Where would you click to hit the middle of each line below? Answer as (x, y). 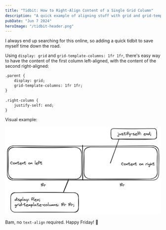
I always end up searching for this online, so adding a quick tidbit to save (79, 41)
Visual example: (21, 120)
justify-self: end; (34, 106)
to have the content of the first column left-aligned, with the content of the (81, 61)
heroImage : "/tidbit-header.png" (40, 26)
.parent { (15, 76)
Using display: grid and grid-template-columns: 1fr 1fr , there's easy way (83, 56)
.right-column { (22, 101)
